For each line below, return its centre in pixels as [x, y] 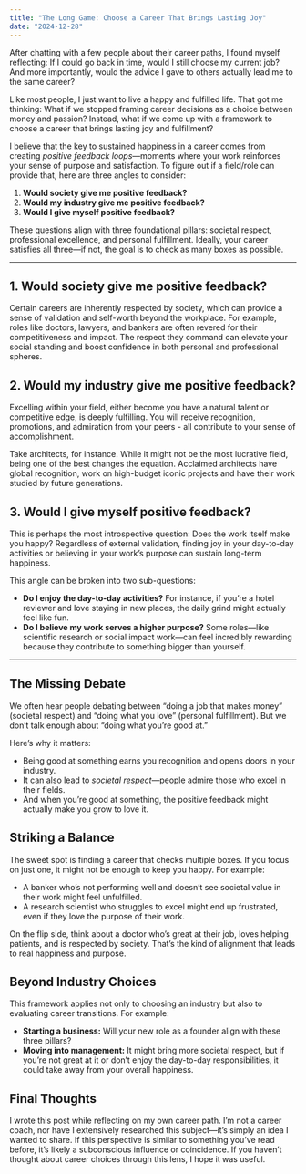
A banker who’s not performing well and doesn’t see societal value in [152, 887]
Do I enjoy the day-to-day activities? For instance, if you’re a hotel [148, 597]
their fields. [44, 789]
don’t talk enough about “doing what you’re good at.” [108, 725]
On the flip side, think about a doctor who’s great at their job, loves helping [149, 934]
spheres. [26, 357]
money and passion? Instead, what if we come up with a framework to [141, 119]
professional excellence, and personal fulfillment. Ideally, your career [139, 239]
